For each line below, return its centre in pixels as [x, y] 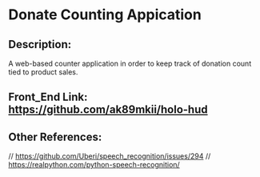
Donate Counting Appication [105, 15]
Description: [40, 44]
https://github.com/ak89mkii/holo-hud [108, 110]
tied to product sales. [43, 72]
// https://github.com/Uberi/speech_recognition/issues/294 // [110, 156]
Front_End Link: [48, 97]
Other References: [55, 137]
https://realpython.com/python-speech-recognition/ [94, 165]
